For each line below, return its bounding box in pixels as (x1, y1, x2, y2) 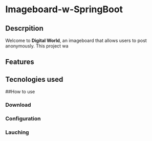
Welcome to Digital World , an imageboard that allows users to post (5, 37, 147, 43)
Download (5, 101, 32, 108)
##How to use (5, 88, 35, 95)
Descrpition (5, 24, 44, 33)
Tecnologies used (5, 75, 63, 84)
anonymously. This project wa (5, 43, 69, 49)
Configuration (5, 115, 41, 122)
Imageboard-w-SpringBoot (5, 4, 123, 15)
